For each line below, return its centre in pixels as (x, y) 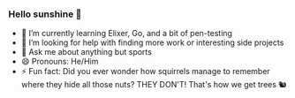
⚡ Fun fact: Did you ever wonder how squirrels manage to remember (145, 72)
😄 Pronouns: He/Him (60, 62)
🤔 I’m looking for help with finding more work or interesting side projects (152, 42)
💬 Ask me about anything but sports (86, 52)
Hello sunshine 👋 (45, 14)
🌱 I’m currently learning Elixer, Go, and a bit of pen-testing (127, 34)
